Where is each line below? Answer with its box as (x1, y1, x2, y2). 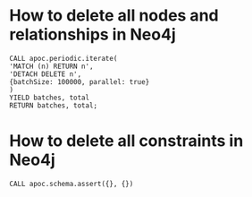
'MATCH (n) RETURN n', (9, 62, 94, 71)
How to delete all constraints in (9, 131, 244, 151)
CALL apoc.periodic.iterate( (9, 54, 118, 63)
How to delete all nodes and (9, 5, 219, 26)
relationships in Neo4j (9, 24, 176, 45)
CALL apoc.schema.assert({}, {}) (9, 179, 134, 188)
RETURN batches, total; (9, 100, 98, 110)
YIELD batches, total (9, 93, 90, 102)
